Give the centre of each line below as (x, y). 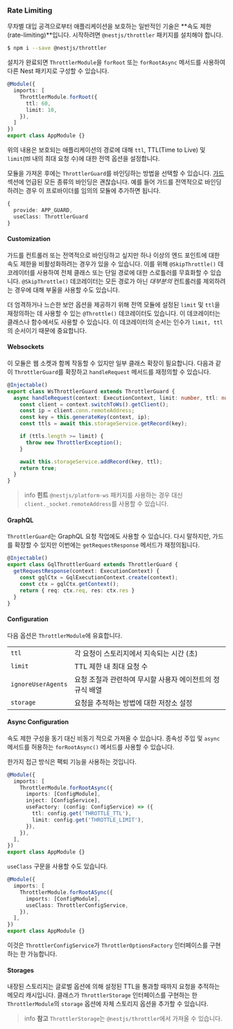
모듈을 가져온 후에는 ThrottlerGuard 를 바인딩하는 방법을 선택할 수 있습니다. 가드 (116, 173)
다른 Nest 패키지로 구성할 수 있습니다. (58, 71)
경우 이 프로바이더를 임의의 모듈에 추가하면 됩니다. (93, 191)
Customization (29, 239)
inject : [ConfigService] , (63, 801)
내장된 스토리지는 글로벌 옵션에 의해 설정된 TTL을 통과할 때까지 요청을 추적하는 (114, 987)
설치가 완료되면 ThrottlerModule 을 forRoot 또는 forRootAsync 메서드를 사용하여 (116, 62)
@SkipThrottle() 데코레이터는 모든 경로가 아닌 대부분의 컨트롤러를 (112, 281)
